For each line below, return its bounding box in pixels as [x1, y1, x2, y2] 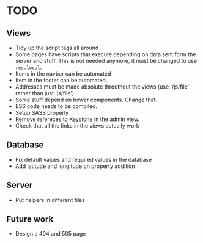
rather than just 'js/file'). [15, 90, 76, 96]
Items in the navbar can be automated [15, 70, 111, 77]
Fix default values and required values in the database [15, 156, 152, 163]
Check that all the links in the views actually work [15, 122, 139, 129]
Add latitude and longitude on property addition [15, 162, 136, 170]
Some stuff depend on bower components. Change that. [15, 96, 158, 103]
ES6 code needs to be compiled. [15, 103, 98, 110]
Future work [6, 214, 54, 225]
